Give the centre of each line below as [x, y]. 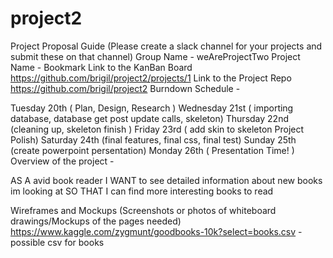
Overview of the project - [62, 161]
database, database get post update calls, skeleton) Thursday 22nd [149, 118]
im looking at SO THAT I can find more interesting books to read [142, 191]
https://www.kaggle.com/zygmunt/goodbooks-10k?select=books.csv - [156, 231]
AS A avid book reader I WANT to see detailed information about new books [166, 180]
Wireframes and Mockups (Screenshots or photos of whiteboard [143, 210]
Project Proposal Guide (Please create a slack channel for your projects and [166, 46]
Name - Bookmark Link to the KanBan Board [101, 67]
